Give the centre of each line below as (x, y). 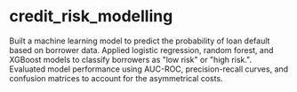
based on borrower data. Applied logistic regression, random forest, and (141, 50)
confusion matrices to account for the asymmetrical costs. (116, 78)
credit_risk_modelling (91, 16)
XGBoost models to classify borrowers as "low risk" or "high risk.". (130, 59)
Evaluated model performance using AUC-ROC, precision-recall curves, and (149, 69)
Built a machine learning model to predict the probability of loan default (140, 41)
